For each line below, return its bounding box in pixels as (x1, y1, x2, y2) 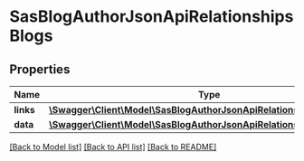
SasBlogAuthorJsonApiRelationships (9, 6, 294, 27)
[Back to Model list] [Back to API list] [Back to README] (9, 142, 217, 152)
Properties (9, 62, 71, 77)
